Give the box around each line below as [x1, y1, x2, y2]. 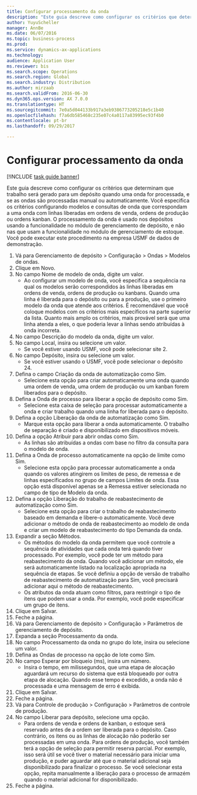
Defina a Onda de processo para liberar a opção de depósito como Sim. [15, 395, 188, 402]
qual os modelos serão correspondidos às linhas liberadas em [23, 283, 174, 290]
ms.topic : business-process [6, 36, 75, 42]
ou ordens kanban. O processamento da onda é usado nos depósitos [6, 215, 173, 223]
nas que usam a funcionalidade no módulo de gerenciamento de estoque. [6, 228, 185, 235]
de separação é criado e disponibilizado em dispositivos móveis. [23, 426, 180, 433]
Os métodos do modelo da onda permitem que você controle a [23, 538, 175, 546]
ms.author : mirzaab [6, 85, 54, 91]
